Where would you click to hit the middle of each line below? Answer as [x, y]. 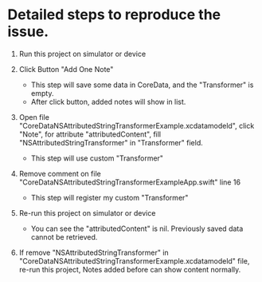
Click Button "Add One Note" [66, 69]
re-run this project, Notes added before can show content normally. [130, 269]
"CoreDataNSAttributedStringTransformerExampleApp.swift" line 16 [129, 182]
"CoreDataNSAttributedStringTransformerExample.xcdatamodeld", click [137, 125]
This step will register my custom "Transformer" [109, 197]
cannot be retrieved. [64, 236]
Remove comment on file [60, 173]
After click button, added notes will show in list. [108, 101]
